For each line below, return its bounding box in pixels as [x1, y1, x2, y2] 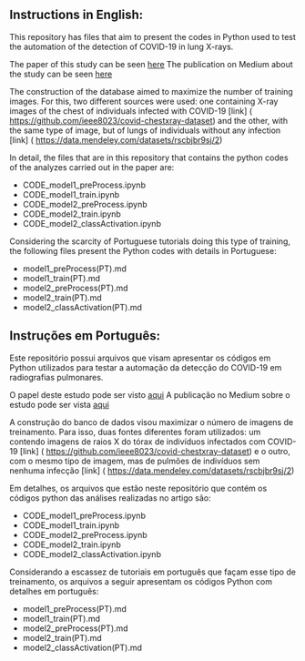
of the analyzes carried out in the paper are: [9, 161, 175, 172]
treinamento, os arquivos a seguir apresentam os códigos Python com [9, 575, 273, 586]
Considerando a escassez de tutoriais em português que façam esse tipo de [9, 566, 296, 577]
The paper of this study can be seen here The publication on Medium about [9, 58, 293, 69]
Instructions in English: [9, 7, 144, 23]
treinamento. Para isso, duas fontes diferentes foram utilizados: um [9, 426, 261, 437]
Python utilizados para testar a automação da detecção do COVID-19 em [9, 361, 282, 372]
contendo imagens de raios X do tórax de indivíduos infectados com [9, 436, 266, 447]
